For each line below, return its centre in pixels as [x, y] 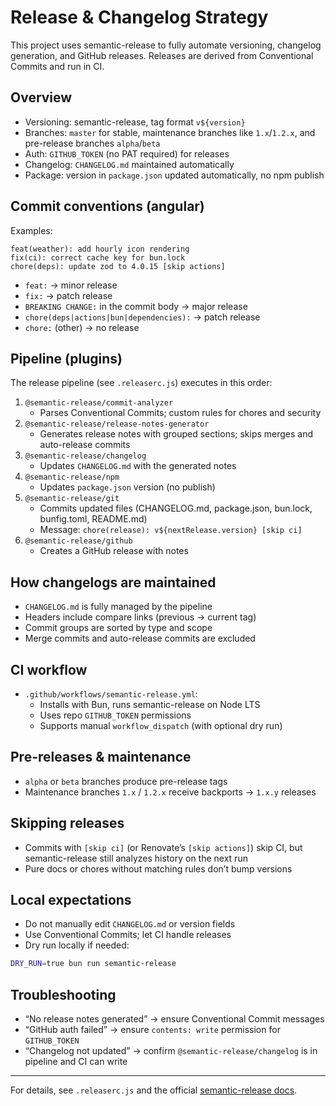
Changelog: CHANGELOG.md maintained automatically [129, 164]
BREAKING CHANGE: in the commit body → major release [136, 306]
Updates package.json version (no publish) [127, 487]
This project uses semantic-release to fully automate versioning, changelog [166, 45]
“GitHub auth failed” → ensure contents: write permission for [152, 1030]
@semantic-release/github [78, 541]
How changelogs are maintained [113, 582]
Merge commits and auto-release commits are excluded [140, 638]
